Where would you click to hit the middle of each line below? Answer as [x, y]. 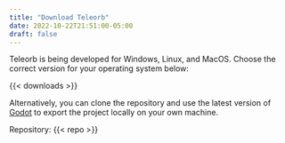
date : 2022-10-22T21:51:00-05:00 [71, 26]
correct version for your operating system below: [99, 68]
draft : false [33, 34]
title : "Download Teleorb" [59, 17]
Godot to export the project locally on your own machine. [114, 113]
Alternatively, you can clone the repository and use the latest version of [140, 103]
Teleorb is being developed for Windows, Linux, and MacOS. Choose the [142, 60]
